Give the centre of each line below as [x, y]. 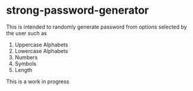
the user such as [27, 33]
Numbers [26, 57]
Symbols [26, 64]
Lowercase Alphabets [41, 51]
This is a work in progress [38, 81]
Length [23, 70]
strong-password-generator [77, 10]
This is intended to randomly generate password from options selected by [96, 27]
